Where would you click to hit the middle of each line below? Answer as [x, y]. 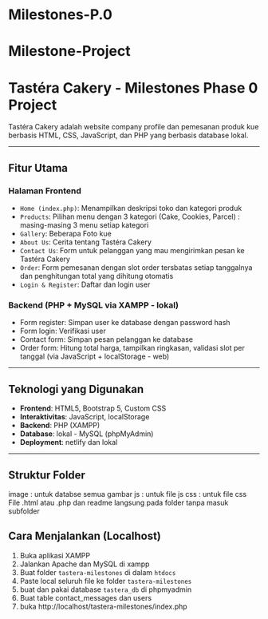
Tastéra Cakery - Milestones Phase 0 [133, 87]
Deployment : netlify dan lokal [69, 442]
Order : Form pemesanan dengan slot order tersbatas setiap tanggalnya [136, 268]
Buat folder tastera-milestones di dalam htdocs [98, 572]
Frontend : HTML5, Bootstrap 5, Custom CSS [93, 408]
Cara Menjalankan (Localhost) [85, 536]
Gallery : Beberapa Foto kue [65, 234]
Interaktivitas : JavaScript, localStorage [85, 417]
